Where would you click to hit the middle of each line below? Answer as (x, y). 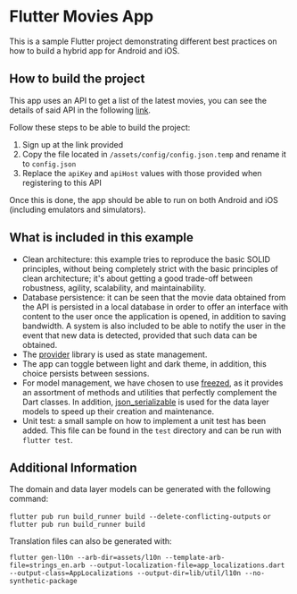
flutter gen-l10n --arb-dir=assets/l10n (86, 558)
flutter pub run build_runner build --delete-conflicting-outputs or (140, 517)
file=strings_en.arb (48, 565)
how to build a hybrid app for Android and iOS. (95, 50)
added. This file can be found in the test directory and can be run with (152, 430)
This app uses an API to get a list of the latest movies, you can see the (138, 100)
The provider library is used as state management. (115, 354)
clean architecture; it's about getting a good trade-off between (137, 278)
